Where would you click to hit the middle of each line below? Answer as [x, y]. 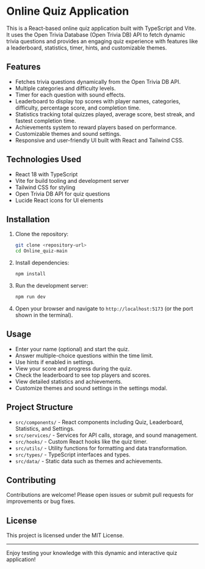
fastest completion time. [45, 121]
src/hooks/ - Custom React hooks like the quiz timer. [81, 441]
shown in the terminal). [44, 315]
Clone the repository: [42, 234]
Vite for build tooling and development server [72, 180]
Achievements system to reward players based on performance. [96, 127]
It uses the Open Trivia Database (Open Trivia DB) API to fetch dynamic [96, 34]
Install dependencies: [42, 263]
